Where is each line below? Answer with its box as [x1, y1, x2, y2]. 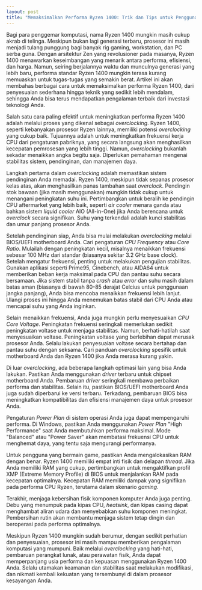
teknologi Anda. [6, 101, 46, 108]
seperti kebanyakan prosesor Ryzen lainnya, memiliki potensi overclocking [6, 126, 191, 133]
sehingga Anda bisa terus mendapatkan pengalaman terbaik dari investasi [6, 94, 190, 102]
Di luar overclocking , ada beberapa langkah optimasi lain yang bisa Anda [6, 364, 186, 371]
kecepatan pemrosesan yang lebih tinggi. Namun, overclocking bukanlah [6, 145, 187, 152]
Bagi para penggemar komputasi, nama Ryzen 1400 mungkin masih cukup [6, 31, 191, 38]
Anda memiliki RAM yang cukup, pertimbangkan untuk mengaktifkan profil [6, 464, 191, 471]
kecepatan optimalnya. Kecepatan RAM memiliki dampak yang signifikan [6, 476, 186, 484]
